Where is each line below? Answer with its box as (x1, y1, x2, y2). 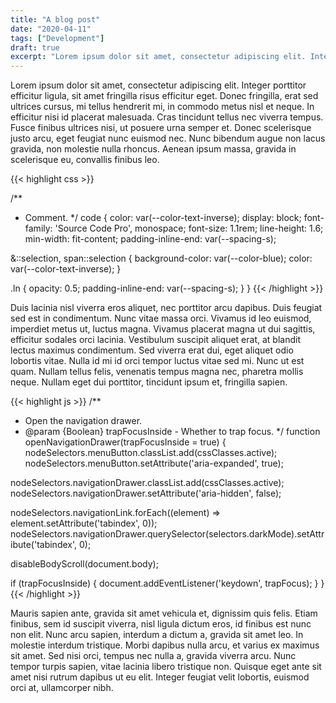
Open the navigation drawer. (24, 415, 143, 427)
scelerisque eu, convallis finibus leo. (10, 154, 160, 166)
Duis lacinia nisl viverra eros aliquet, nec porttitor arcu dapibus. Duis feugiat (10, 302, 323, 314)
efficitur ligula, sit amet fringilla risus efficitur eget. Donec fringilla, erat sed (10, 90, 319, 102)
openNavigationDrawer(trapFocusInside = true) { (24, 436, 227, 448)
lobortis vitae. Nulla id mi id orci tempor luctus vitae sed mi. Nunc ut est (10, 355, 305, 367)
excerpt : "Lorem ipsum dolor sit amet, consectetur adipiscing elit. (10, 52, 307, 62)
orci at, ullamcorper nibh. (10, 682, 114, 694)
